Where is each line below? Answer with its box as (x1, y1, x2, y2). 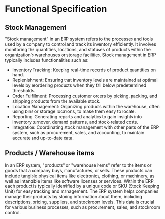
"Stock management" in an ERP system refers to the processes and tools (5, 36, 153, 42)
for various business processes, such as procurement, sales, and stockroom (5, 204, 160, 210)
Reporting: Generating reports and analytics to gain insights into (12, 114, 142, 119)
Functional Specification (5, 3, 107, 15)
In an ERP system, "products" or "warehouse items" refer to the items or (5, 162, 152, 168)
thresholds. (12, 88, 35, 93)
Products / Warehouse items (5, 149, 95, 157)
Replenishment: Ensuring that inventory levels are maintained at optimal (12, 77, 158, 83)
